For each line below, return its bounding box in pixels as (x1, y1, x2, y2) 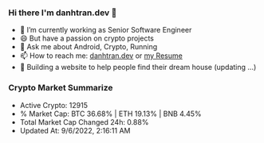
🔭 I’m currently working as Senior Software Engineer (19, 25, 192, 35)
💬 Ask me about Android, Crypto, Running (19, 42, 158, 52)
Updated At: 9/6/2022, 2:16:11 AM (19, 126, 131, 135)
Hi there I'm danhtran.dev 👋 (8, 7, 117, 18)
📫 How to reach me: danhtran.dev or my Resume (19, 51, 183, 60)
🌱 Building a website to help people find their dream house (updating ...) (19, 63, 257, 72)
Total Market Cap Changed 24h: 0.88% (19, 117, 149, 126)
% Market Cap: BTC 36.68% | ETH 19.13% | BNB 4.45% (19, 109, 202, 118)
